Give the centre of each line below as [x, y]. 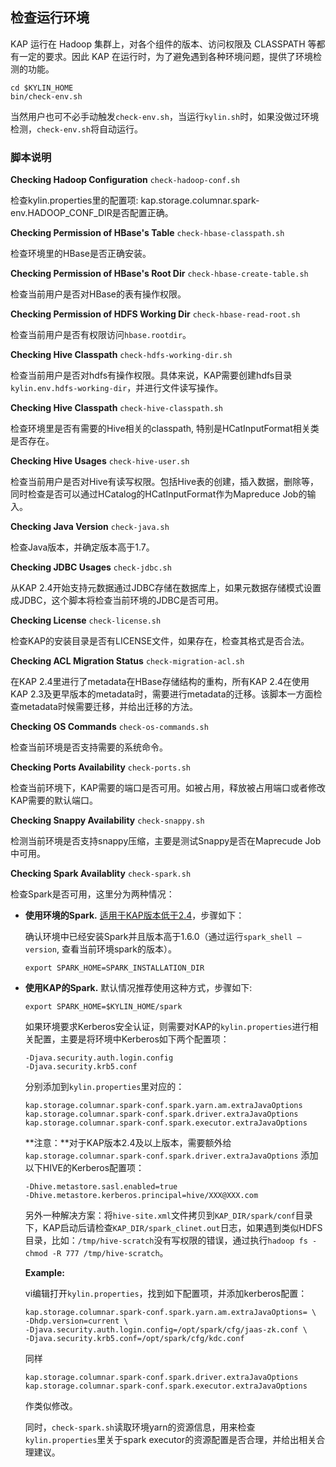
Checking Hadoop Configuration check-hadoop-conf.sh [125, 180]
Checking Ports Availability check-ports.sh [100, 767]
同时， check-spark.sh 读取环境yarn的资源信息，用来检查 [140, 1427]
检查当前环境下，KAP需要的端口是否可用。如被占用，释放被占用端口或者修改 [168, 788]
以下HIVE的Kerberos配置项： [84, 1168]
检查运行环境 [50, 18]
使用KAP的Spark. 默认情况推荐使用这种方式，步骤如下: [138, 988]
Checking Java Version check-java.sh [90, 527]
